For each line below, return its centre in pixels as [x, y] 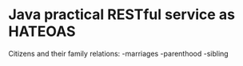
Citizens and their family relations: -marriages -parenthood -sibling [119, 53]
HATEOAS [42, 31]
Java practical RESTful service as [122, 15]
